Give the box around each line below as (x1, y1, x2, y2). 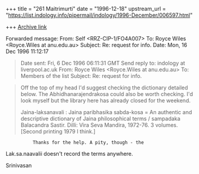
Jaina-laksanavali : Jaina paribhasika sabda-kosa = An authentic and (20, 109, 192, 115)
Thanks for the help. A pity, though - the (32, 140, 145, 146)
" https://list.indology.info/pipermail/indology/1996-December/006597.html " (5, 11, 193, 19)
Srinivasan (5, 162, 32, 169)
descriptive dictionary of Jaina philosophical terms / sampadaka (20, 115, 181, 122)
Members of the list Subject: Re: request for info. (20, 72, 142, 79)
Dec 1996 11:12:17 (5, 48, 49, 55)
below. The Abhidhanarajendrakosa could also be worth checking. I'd (20, 91, 193, 97)
